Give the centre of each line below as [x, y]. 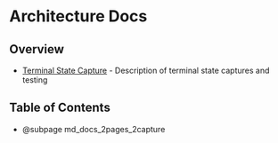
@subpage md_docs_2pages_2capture [94, 129]
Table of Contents [60, 108]
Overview [37, 49]
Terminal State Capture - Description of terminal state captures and [146, 70]
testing [35, 80]
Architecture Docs [78, 16]
